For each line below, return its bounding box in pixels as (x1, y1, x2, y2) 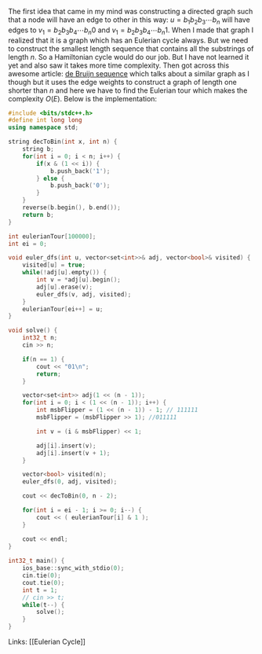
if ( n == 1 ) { (22, 355, 65, 363)
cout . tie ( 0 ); (22, 579, 65, 586)
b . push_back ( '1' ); (49, 167, 111, 175)
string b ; (22, 145, 55, 153)
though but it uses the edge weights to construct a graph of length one (8, 77, 237, 86)
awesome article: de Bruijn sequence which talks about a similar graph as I (8, 68, 249, 78)
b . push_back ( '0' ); (49, 182, 111, 189)
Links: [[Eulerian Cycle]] (8, 637, 86, 647)
